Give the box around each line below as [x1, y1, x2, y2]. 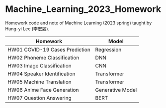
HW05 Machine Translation [7, 78, 72, 85]
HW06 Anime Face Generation [7, 86, 79, 93]
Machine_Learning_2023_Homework [5, 3, 162, 15]
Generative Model [95, 86, 137, 93]
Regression [95, 46, 122, 53]
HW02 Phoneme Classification [7, 54, 80, 61]
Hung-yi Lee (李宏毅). [5, 26, 50, 32]
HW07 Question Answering [7, 94, 72, 101]
